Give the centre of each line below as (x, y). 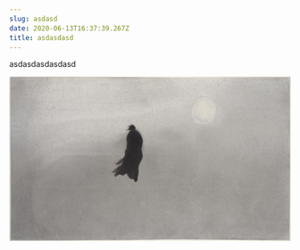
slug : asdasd (33, 19)
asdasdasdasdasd (43, 64)
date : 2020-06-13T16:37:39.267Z (69, 28)
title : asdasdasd (42, 37)
